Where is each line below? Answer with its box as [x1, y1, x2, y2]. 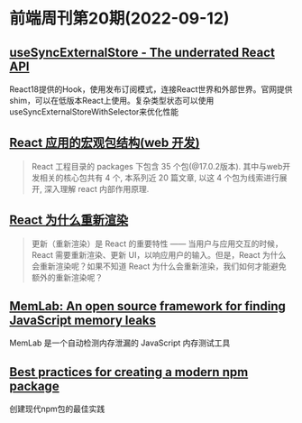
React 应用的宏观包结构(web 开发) [9, 135, 200, 151]
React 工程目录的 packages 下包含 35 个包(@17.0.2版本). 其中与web [31, 161, 283, 171]
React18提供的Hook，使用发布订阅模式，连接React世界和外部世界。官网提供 [9, 84, 293, 95]
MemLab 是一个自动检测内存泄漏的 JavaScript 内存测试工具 [9, 337, 231, 348]
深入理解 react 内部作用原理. [43, 183, 150, 194]
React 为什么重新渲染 [9, 213, 129, 228]
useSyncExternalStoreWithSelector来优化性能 [9, 106, 179, 117]
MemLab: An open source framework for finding [9, 299, 287, 314]
